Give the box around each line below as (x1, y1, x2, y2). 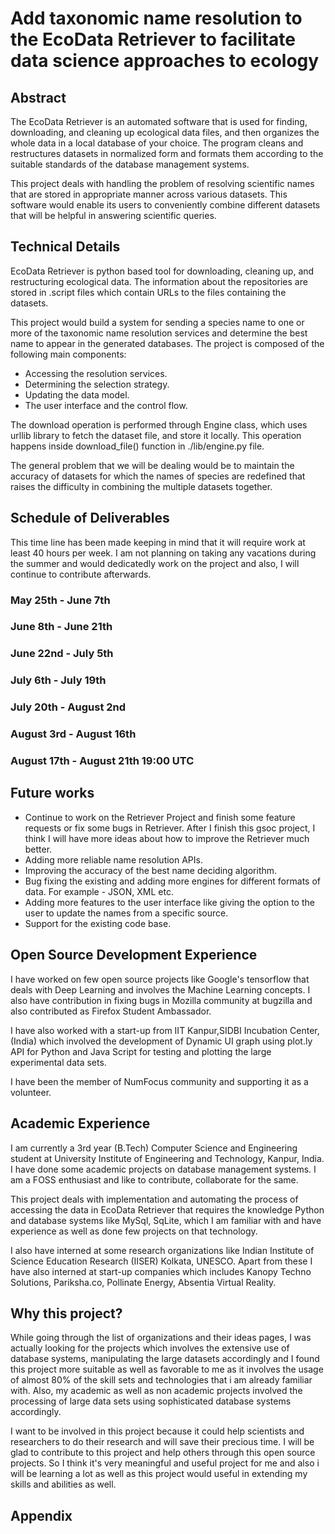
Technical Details (10, 238, 121, 256)
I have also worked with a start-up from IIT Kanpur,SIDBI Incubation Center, (10, 1024, 320, 1036)
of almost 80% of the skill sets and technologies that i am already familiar (10, 1374, 313, 1386)
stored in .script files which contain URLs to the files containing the (10, 286, 287, 298)
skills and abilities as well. (10, 1478, 117, 1491)
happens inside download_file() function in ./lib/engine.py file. (10, 440, 265, 452)
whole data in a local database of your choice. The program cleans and (10, 137, 304, 149)
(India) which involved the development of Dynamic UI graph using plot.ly (10, 1035, 313, 1047)
